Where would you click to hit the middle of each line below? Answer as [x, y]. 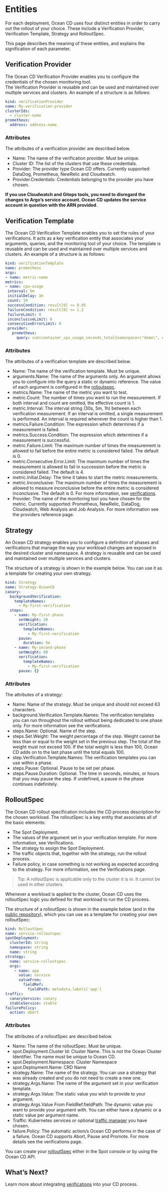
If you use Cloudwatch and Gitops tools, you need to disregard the [75, 195]
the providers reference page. [43, 515]
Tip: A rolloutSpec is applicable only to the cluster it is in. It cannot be [89, 879]
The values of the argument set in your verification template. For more [84, 837]
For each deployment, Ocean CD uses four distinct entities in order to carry [83, 23]
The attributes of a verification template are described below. [68, 362]
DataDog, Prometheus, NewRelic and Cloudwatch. [64, 174]
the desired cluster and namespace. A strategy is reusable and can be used [83, 553]
